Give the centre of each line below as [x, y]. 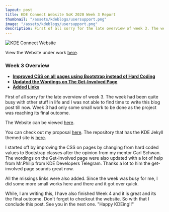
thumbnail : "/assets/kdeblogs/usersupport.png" [56, 19]
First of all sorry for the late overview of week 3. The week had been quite [82, 97]
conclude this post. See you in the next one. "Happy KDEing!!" [70, 204]
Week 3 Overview [27, 66]
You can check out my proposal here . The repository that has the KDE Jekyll [84, 132]
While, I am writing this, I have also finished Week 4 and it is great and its [81, 193]
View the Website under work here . [42, 53]
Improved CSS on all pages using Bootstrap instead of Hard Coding [84, 76]
